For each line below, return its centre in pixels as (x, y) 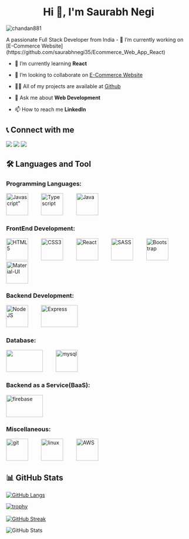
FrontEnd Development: (41, 228)
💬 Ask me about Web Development (58, 97)
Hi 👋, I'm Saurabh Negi (99, 12)
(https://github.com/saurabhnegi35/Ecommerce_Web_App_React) (86, 52)
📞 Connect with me (40, 130)
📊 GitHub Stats (35, 478)
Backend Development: (40, 295)
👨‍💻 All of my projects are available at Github (68, 86)
